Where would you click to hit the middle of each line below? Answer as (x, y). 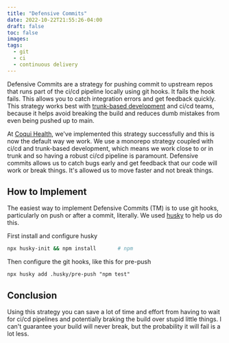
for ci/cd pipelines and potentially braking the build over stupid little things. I (114, 319)
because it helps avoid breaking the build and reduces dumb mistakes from (113, 113)
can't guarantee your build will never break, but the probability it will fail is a (114, 327)
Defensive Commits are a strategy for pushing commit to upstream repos (110, 84)
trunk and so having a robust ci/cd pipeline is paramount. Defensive (103, 156)
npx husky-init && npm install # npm (70, 249)
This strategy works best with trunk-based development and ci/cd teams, (111, 106)
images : (18, 39)
